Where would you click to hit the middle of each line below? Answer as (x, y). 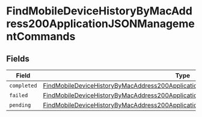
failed (19, 95)
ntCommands (41, 37)
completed (23, 85)
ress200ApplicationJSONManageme (101, 24)
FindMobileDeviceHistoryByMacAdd (99, 11)
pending (20, 105)
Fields (18, 58)
